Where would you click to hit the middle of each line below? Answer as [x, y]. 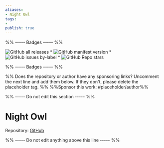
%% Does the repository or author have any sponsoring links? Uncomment [82, 76]
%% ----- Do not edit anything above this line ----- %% [63, 140]
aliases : [14, 10]
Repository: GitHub [25, 131]
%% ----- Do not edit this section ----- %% [50, 97]
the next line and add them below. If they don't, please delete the [72, 82]
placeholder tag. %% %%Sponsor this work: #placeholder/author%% [77, 87]
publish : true [20, 28]
